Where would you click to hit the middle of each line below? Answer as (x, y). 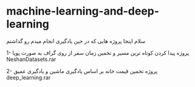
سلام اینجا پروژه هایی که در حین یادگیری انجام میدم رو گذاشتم (76, 41)
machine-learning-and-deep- (83, 11)
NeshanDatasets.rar (31, 59)
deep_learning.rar (29, 77)
